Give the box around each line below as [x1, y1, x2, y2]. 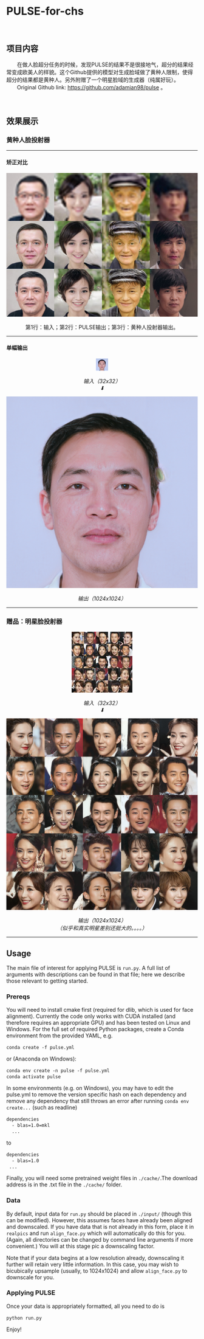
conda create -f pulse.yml [6, 1045, 75, 1051]
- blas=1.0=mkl [12, 1123, 50, 1129]
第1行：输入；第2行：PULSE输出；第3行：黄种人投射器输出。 [25, 324, 179, 331]
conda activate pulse [6, 1074, 61, 1080]
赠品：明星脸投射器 [6, 617, 63, 626]
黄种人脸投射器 [6, 136, 50, 144]
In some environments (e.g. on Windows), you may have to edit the [6, 1084, 174, 1092]
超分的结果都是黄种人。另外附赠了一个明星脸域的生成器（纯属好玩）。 [6, 76, 179, 83]
